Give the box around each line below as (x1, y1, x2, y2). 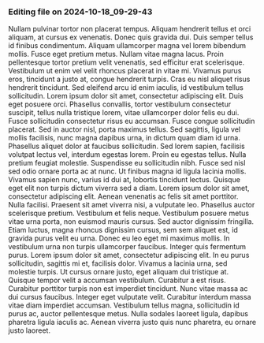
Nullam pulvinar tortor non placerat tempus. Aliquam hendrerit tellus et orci (8, 24, 251, 34)
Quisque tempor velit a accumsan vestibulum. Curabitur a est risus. (8, 275, 226, 285)
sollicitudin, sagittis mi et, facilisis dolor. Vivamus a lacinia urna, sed (8, 259, 228, 268)
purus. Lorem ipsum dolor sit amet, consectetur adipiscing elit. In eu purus (8, 251, 250, 260)
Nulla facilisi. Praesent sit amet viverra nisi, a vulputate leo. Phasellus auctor (8, 200, 255, 210)
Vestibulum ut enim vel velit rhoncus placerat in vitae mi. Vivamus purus (8, 66, 242, 76)
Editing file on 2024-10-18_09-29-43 (8, 6, 153, 17)
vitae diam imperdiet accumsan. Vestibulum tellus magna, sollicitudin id (8, 300, 240, 310)
